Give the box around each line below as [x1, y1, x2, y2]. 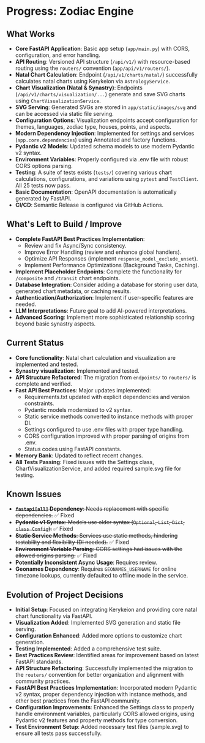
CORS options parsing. [15, 162, 73, 169]
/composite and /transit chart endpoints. [15, 274, 121, 281]
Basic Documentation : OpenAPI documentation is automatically [15, 188, 177, 196]
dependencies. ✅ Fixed [15, 512, 75, 519]
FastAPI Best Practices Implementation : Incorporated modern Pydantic [15, 684, 197, 692]
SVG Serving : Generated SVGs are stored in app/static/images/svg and [15, 104, 197, 111]
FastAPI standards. [15, 658, 63, 666]
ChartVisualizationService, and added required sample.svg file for [15, 465, 182, 472]
